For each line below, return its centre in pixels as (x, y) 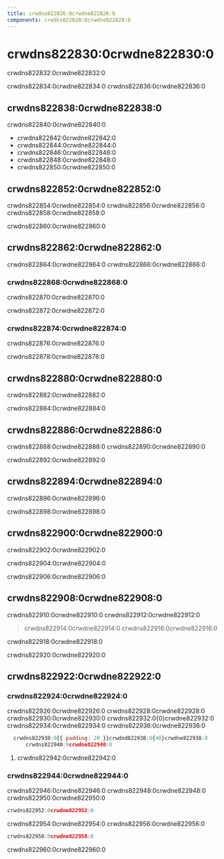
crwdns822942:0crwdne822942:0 (66, 758)
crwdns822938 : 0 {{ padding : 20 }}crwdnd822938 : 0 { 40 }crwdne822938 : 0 (111, 738)
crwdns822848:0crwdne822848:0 (67, 160)
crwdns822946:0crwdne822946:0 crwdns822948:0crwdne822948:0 (106, 791)
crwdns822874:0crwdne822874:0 (67, 329)
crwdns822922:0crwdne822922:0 (84, 676)
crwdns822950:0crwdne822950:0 (56, 798)
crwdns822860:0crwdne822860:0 (56, 226)
